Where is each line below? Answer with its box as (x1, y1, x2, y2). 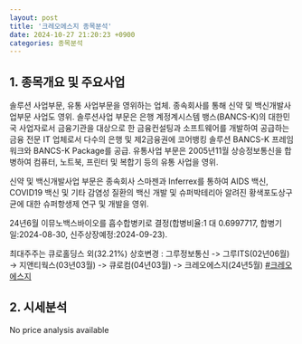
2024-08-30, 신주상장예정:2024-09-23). (18, 229, 168, 240)
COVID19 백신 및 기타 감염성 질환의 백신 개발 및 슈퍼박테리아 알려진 (9, 187, 247, 198)
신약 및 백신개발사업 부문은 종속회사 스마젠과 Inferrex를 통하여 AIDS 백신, (9, 176, 269, 186)
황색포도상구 (248, 187, 293, 198)
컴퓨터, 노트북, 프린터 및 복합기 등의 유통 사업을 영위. (33, 157, 219, 167)
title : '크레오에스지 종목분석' (9, 22, 113, 31)
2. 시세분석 (9, 300, 68, 315)
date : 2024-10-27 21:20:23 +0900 (9, 30, 136, 39)
